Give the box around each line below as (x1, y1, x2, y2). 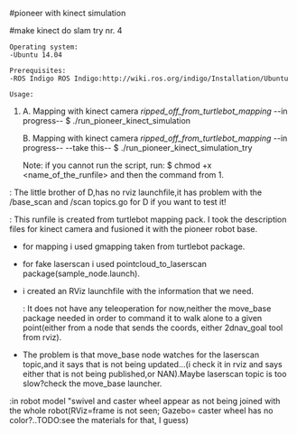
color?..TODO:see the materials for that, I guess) (9, 415, 190, 425)
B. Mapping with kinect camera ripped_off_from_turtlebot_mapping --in (22, 133, 288, 143)
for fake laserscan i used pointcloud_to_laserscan (22, 259, 208, 269)
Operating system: (9, 42, 79, 51)
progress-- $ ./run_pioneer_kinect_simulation (22, 115, 191, 125)
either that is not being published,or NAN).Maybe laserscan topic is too (22, 369, 287, 379)
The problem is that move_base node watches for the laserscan (22, 349, 260, 360)
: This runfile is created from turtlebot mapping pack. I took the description (9, 214, 287, 225)
